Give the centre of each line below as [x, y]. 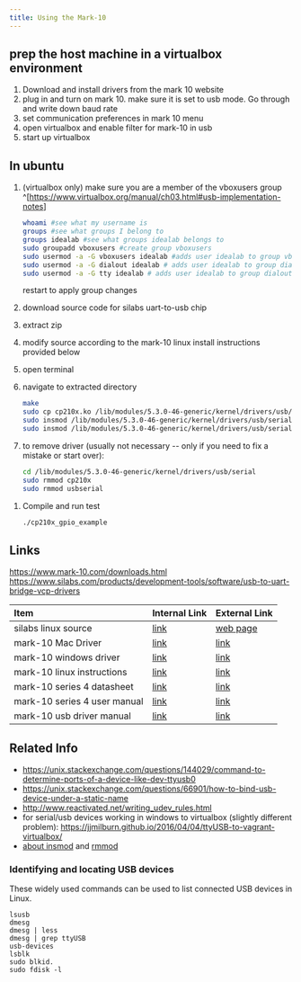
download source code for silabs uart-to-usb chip [115, 308]
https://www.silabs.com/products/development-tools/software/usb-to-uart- [150, 582]
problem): [40, 827]
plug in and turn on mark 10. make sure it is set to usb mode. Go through [156, 99]
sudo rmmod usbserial [62, 488]
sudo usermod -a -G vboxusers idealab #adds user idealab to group [151, 256]
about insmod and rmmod [70, 846]
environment [46, 68]
